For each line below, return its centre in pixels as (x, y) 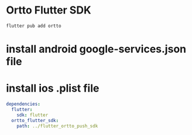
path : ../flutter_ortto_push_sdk (57, 126)
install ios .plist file (53, 88)
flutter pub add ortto (34, 26)
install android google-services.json (96, 49)
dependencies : (23, 104)
